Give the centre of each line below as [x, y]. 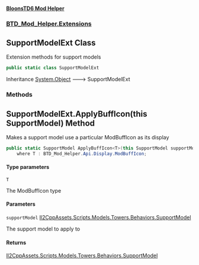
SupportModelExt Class [51, 42]
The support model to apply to [43, 229]
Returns [16, 242]
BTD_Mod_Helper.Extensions [49, 24]
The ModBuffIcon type [34, 190]
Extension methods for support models [54, 57]
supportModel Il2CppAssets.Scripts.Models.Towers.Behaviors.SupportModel [99, 218]
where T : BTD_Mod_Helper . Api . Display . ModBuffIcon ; [82, 154]
